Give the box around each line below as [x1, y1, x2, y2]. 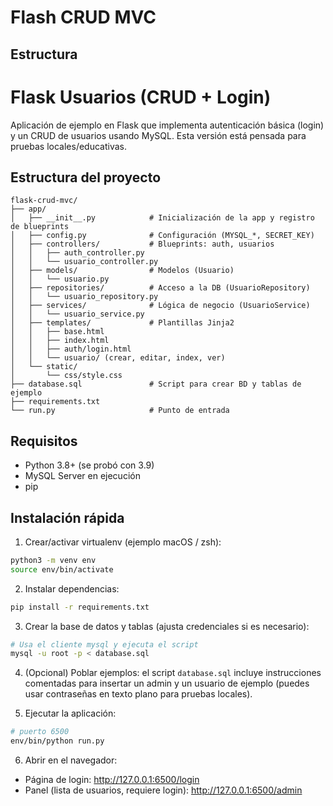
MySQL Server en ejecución [24, 470, 141, 482]
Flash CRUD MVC [10, 6, 157, 29]
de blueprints [10, 222, 70, 232]
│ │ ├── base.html [10, 327, 105, 337]
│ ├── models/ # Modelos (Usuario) [10, 266, 235, 276]
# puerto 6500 [10, 727, 70, 737]
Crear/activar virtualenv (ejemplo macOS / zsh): [24, 536, 222, 548]
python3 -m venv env [10, 555, 97, 565]
